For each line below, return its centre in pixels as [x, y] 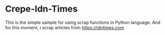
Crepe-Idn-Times [41, 9]
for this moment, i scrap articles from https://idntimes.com [65, 27]
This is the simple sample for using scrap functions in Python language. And [83, 22]
